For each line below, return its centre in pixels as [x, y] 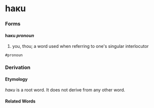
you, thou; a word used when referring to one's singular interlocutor [80, 46]
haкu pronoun [20, 35]
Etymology [16, 79]
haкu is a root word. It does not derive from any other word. [65, 90]
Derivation [18, 67]
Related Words [20, 101]
